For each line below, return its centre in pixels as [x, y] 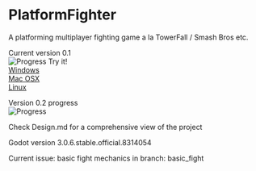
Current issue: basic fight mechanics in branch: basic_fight [106, 158]
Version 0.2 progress [43, 102]
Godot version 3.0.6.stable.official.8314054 [80, 142]
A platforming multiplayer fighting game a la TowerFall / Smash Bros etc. [128, 37]
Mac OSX [24, 78]
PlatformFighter [63, 15]
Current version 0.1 [40, 52]
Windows [24, 69]
